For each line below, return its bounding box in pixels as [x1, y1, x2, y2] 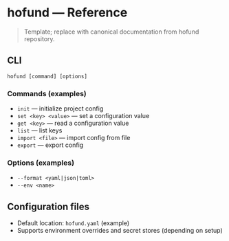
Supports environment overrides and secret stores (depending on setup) [17, 227, 223, 235]
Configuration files [7, 200, 89, 212]
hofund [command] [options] [7, 73, 88, 80]
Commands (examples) [7, 89, 87, 98]
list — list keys [17, 126, 63, 135]
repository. [23, 34, 55, 43]
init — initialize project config [17, 104, 104, 113]
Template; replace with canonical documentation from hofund [23, 27, 199, 36]
